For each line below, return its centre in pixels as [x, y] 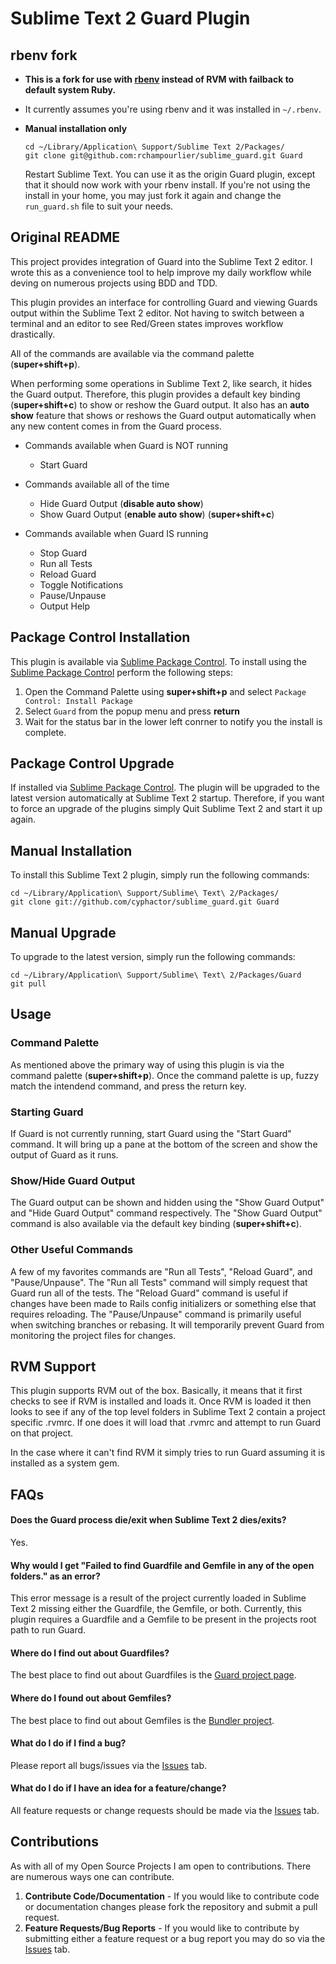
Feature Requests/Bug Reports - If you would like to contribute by [162, 1928]
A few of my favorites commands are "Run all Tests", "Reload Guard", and [161, 1271]
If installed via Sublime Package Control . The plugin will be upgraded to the [165, 788]
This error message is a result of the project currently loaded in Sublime [158, 1598]
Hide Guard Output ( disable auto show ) [121, 503]
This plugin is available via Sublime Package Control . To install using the [158, 661]
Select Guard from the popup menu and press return [132, 711]
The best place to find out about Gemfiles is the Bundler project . [142, 1720]
